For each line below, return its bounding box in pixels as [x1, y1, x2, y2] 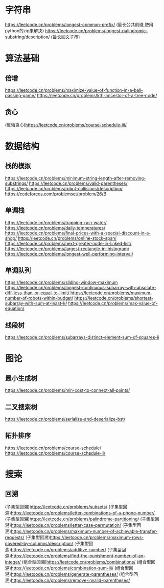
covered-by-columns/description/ [5, 540, 73, 546]
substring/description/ [5, 34, 50, 40]
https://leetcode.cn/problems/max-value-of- [68, 300, 158, 307]
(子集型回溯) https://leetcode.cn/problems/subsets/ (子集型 [5, 504, 123, 510]
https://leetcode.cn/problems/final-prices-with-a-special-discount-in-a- [5, 230, 151, 236]
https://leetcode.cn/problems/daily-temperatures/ [5, 225, 106, 230]
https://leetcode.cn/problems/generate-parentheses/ [11, 571, 118, 577]
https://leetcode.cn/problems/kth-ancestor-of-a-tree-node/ [36, 92, 158, 98]
